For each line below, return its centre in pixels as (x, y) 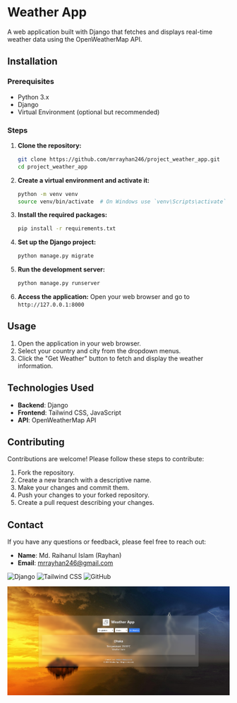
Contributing (36, 442)
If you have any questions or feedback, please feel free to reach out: (107, 542)
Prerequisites (31, 82)
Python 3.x (33, 97)
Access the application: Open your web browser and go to (104, 297)
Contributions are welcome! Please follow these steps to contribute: (106, 459)
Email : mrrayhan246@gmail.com (65, 563)
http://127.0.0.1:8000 (51, 305)
